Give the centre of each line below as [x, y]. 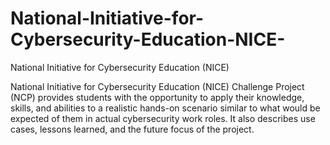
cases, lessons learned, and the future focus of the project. [132, 129]
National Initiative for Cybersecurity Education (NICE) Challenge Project [157, 86]
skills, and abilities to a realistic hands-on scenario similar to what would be [165, 108]
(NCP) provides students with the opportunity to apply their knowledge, [157, 97]
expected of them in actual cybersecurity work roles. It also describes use [163, 118]
